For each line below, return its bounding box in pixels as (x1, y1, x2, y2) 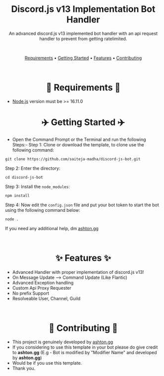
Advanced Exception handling (12, 279, 74, 286)
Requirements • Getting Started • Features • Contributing (24, 55, 142, 61)
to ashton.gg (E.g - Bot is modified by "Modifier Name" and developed (12, 349, 157, 355)
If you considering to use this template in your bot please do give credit (12, 344, 158, 350)
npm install (5, 193, 30, 198)
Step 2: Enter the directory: (5, 165, 60, 171)
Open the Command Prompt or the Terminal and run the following (12, 136, 146, 142)
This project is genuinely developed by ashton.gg (12, 339, 113, 345)
